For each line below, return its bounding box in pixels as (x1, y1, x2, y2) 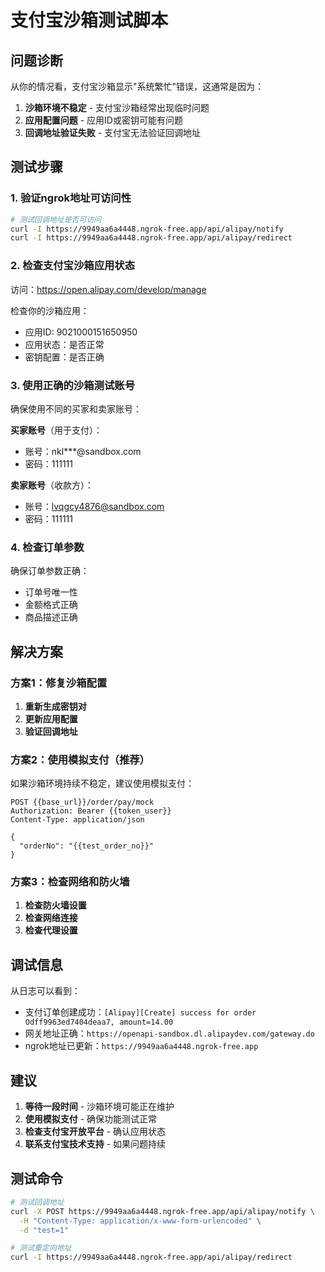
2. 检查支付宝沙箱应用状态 (10, 259, 136, 273)
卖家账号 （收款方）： (10, 479, 94, 491)
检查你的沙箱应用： (10, 304, 90, 316)
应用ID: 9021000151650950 (24, 326, 138, 338)
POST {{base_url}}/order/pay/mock (10, 797, 155, 808)
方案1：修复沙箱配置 (10, 676, 108, 690)
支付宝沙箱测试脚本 (10, 9, 169, 32)
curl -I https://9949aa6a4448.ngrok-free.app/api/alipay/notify (10, 224, 284, 234)
